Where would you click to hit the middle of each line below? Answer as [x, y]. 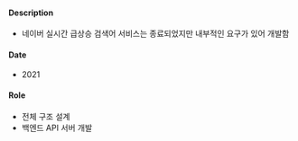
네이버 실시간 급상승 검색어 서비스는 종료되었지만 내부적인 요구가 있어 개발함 [155, 34]
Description [31, 13]
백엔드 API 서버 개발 [57, 128]
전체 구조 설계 [46, 116]
